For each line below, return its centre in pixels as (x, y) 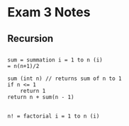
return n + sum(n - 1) (41, 97)
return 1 (33, 91)
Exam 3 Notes (49, 12)
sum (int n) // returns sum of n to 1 (64, 79)
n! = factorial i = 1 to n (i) (54, 116)
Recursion (30, 39)
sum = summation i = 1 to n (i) (55, 60)
